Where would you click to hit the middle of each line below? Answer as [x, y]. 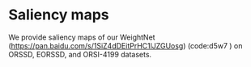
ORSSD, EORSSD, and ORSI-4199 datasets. [80, 54]
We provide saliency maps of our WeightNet [82, 37]
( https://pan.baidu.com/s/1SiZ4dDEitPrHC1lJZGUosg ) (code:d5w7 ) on [125, 45]
